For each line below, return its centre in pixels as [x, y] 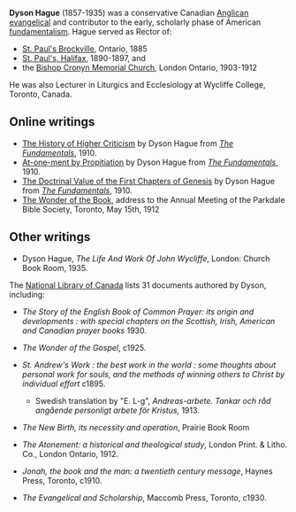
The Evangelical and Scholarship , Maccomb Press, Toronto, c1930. [144, 497]
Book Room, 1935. [55, 268]
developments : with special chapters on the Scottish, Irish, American [148, 321]
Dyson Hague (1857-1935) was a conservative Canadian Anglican [129, 13]
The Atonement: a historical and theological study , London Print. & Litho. [155, 444]
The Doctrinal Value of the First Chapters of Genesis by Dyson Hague [148, 181]
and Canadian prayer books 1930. [84, 330]
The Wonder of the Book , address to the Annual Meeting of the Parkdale [153, 199]
